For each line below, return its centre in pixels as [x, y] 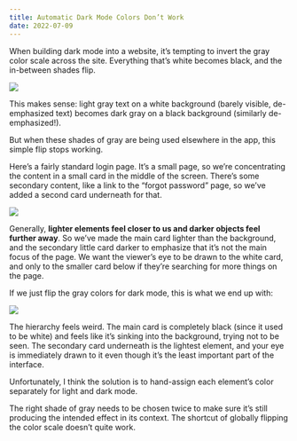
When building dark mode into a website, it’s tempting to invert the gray [140, 51]
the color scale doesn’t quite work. [72, 427]
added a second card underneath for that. [86, 194]
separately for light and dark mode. [74, 390]
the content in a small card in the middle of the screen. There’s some [134, 176]
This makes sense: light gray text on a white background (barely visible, [140, 104]
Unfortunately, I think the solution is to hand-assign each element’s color [141, 382]
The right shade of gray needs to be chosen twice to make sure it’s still [138, 408]
